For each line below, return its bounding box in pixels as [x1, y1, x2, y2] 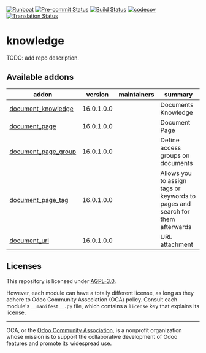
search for [160, 207, 190, 215]
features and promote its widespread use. [6, 339, 112, 347]
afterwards [160, 222, 192, 231]
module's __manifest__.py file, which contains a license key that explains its [6, 302, 200, 309]
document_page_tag [9, 195, 69, 204]
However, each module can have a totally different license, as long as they [6, 289, 194, 297]
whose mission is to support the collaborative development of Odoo [6, 333, 178, 340]
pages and [160, 200, 191, 208]
